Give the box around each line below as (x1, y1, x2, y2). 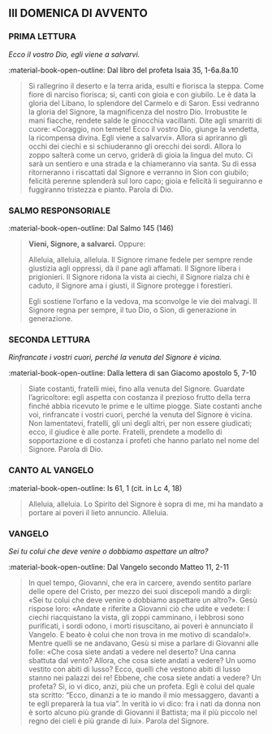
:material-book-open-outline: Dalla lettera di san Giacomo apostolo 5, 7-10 (8, 368, 257, 378)
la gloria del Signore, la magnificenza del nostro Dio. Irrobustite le (28, 106, 248, 116)
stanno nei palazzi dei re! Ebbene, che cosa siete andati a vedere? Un (28, 672, 261, 682)
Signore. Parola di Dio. (28, 445, 103, 454)
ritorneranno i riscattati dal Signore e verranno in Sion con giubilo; (28, 167, 249, 177)
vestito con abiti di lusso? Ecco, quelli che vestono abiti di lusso (28, 664, 241, 674)
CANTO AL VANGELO (8, 465, 94, 476)
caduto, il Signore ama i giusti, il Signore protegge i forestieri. (28, 280, 233, 290)
